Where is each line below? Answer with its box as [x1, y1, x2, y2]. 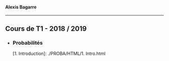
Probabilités [12, 39, 43, 46]
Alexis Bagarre [5, 4, 37, 10]
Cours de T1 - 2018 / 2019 [5, 24, 87, 33]
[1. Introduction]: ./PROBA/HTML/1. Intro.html [12, 50, 106, 57]
